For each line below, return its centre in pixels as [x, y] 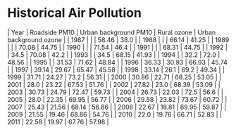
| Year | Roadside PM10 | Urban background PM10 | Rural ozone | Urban [112, 32]
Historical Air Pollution [75, 13]
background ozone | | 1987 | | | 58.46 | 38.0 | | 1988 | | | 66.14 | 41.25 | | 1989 [118, 39]
